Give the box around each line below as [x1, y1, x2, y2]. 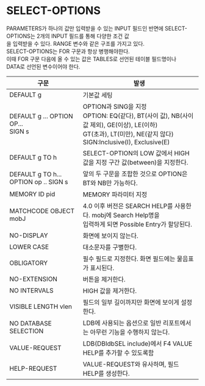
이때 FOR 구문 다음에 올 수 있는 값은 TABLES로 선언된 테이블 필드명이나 [6, 55, 177, 62]
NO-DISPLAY [9, 231, 48, 239]
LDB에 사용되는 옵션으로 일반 [82, 319, 162, 327]
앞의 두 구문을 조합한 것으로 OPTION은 [82, 169, 188, 178]
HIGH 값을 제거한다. [82, 286, 137, 295]
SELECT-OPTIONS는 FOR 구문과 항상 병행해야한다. [6, 47, 130, 55]
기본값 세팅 [82, 91, 113, 99]
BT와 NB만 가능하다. [82, 179, 138, 187]
